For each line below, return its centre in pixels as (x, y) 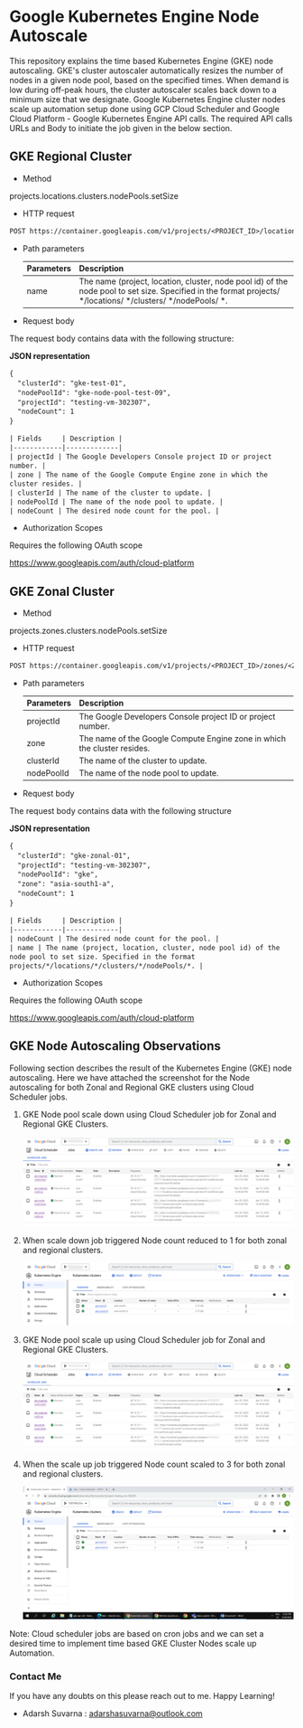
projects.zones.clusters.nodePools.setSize (88, 630)
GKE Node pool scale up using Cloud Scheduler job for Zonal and (144, 1339)
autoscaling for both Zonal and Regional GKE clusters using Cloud (132, 1087)
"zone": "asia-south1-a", (66, 884)
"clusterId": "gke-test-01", (72, 383)
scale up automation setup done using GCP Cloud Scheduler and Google (144, 109)
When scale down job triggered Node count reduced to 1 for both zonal (154, 1241)
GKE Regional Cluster (71, 157)
